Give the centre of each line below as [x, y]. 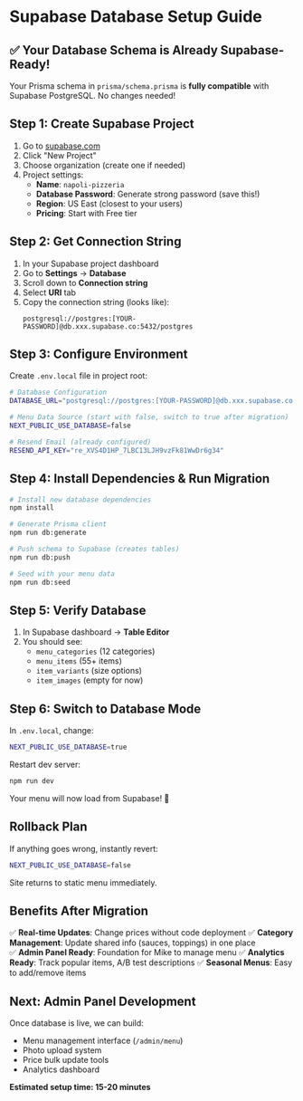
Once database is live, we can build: [77, 1023]
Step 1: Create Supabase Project [102, 124]
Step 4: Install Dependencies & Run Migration [140, 479]
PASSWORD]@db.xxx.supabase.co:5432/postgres [108, 326]
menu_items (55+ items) [79, 661]
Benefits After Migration [79, 910]
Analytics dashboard [61, 1069]
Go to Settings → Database [74, 273]
